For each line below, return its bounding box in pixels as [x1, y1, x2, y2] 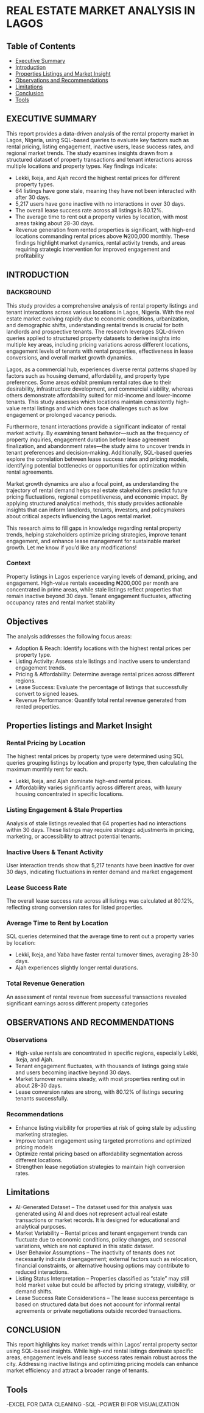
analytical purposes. [15, 1223, 66, 1230]
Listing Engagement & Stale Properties [6, 806, 123, 814]
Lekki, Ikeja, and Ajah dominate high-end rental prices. [15, 778, 152, 785]
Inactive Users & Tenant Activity [6, 848, 104, 856]
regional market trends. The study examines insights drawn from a [6, 149, 173, 156]
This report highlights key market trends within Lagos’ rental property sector [6, 1341, 198, 1348]
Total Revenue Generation [6, 979, 85, 988]
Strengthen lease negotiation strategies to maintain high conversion [15, 1163, 185, 1170]
